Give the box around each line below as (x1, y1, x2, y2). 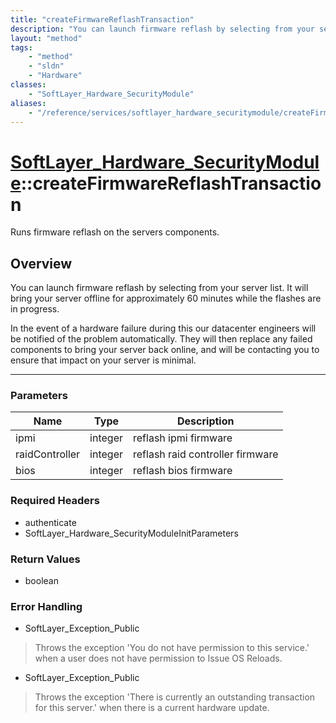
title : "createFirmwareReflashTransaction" (10, 14, 195, 25)
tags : (10, 42, 33, 53)
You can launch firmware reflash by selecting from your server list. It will (10, 282, 309, 294)
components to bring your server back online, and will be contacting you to (10, 344, 320, 356)
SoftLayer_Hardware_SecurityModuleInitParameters (24, 527, 239, 539)
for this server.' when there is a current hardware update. (34, 702, 270, 714)
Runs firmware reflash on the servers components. (10, 226, 220, 238)
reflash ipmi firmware (133, 431, 233, 445)
